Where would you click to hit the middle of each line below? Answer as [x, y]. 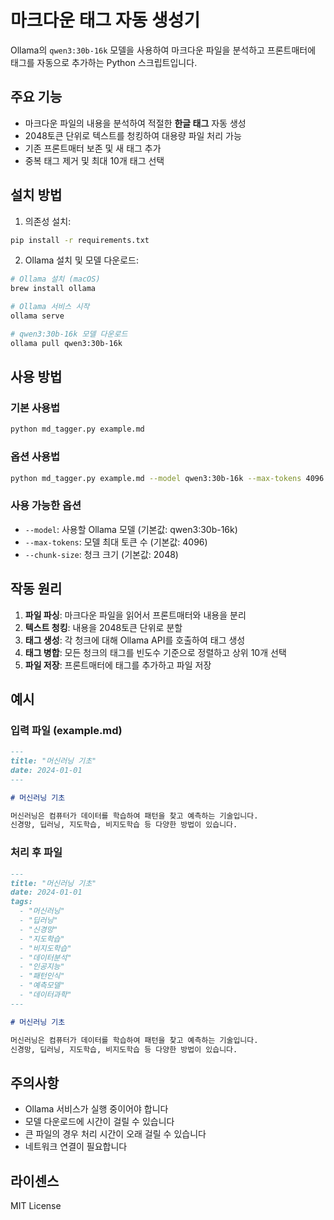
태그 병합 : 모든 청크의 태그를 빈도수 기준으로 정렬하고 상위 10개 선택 [155, 652]
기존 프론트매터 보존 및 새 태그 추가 [93, 148]
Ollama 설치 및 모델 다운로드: [81, 260]
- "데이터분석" [45, 957]
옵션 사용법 [35, 457]
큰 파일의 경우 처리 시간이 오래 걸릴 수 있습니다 [115, 1134]
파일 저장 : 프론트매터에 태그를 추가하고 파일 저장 [118, 665]
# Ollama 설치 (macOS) [55, 279]
